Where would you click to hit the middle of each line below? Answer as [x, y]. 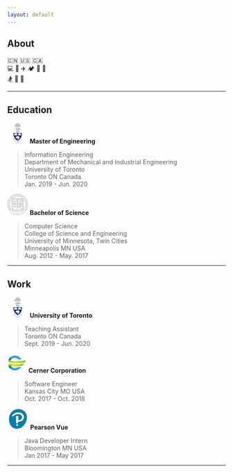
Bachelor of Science [59, 213]
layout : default [31, 15]
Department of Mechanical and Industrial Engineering [101, 162]
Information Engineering [59, 155]
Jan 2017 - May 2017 [54, 456]
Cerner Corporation [57, 370]
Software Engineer [51, 384]
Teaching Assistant [51, 329]
